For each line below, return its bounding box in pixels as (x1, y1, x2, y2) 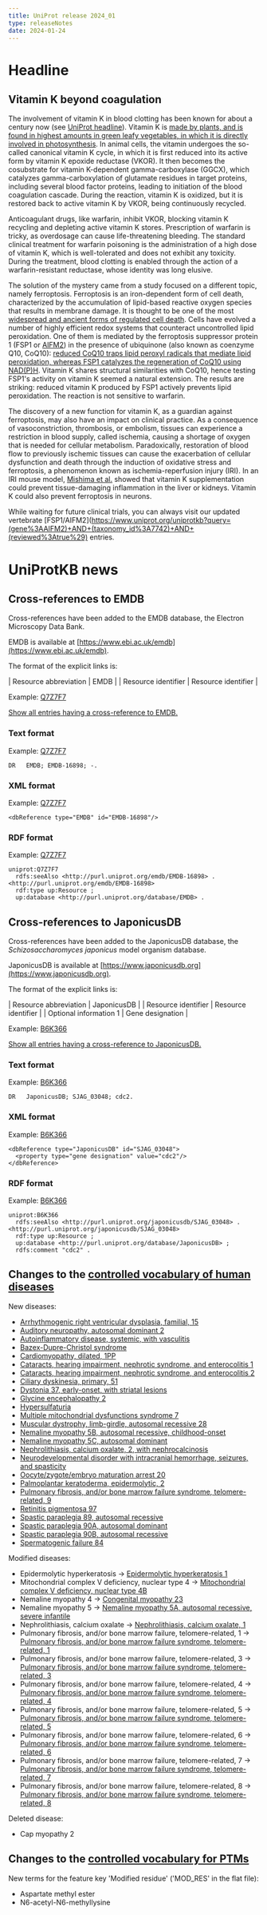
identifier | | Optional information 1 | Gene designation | (8, 1009, 189, 1018)
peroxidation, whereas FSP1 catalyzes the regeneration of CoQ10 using (8, 357, 241, 367)
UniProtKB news (8, 560, 119, 579)
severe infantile (19, 1611, 71, 1621)
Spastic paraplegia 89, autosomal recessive (19, 1512, 163, 1522)
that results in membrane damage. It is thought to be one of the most (8, 306, 234, 316)
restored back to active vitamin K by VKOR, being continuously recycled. (8, 199, 247, 209)
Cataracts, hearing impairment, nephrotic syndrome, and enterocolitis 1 (19, 1360, 253, 1369)
